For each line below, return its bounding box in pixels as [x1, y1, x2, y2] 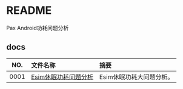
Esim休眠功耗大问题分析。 [99, 73, 174, 81]
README [6, 4, 52, 17]
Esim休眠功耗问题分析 [31, 73, 94, 81]
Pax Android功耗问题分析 [6, 24, 69, 31]
